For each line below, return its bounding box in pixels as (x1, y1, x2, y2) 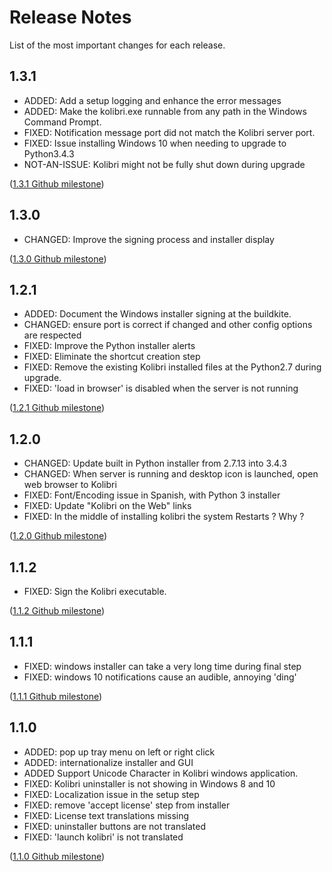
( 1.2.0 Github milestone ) (9, 530, 108, 542)
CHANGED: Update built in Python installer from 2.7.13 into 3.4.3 (23, 457, 287, 470)
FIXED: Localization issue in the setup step (23, 788, 200, 800)
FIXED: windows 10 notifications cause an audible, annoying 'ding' (23, 671, 297, 683)
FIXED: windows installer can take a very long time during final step (23, 660, 302, 672)
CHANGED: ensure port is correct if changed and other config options (23, 319, 313, 331)
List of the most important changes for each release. (9, 39, 226, 51)
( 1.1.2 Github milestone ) (9, 605, 106, 616)
